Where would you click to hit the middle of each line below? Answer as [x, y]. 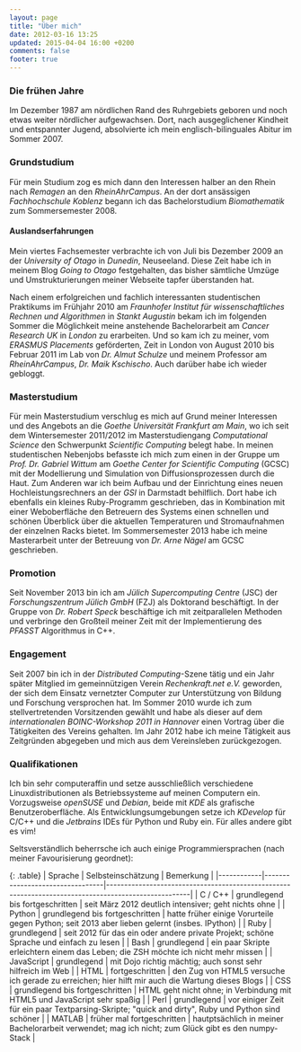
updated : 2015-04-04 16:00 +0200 [72, 43]
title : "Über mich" [46, 26]
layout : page [34, 18]
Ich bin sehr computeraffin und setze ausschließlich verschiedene [131, 783]
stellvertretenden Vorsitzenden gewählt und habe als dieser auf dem [136, 712]
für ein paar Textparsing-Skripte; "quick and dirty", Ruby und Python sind [145, 1009]
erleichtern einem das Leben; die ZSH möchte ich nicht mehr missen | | [141, 951]
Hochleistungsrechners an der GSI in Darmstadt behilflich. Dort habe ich [143, 493]
